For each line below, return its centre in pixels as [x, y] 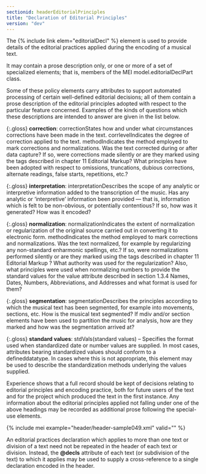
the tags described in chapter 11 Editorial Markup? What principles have [97, 161]
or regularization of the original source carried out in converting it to [92, 231]
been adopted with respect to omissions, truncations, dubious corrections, [101, 168]
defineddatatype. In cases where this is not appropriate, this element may [99, 359]
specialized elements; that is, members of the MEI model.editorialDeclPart [100, 72]
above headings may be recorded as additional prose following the [90, 410]
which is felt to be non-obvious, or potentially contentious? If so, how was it [102, 205]
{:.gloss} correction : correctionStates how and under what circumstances [100, 129]
